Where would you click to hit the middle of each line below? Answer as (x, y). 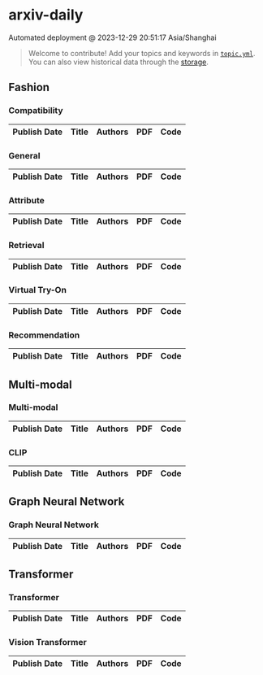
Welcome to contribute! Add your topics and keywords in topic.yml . (142, 53)
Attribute (26, 200)
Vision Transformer (47, 642)
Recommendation (44, 335)
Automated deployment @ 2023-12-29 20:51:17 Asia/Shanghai (112, 37)
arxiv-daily (46, 15)
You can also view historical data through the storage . (118, 62)
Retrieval (26, 246)
